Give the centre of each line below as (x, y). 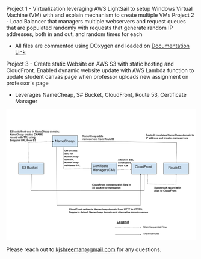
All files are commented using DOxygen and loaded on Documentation (102, 46)
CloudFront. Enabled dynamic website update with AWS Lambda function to (100, 70)
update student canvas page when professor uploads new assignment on (97, 77)
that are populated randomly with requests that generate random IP (90, 28)
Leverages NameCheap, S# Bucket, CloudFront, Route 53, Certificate (100, 95)
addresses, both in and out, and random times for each (74, 34)
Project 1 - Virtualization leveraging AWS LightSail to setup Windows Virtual (99, 9)
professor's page (28, 83)
